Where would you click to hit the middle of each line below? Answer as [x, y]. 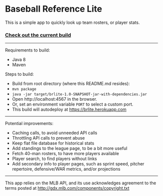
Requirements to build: [27, 50]
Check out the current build [38, 35]
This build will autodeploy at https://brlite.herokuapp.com [69, 109]
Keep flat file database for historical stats [53, 143]
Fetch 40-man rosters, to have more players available [65, 154]
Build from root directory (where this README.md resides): [71, 84]
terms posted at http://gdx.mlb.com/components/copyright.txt [67, 188]
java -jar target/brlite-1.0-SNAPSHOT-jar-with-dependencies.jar [79, 94]
